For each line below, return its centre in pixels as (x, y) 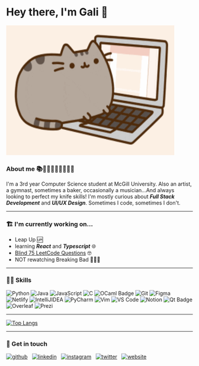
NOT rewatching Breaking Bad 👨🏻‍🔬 (57, 259)
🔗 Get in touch (27, 343)
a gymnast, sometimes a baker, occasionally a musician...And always (90, 190)
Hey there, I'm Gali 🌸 (57, 12)
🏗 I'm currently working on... (50, 224)
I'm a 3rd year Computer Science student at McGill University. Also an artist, (99, 184)
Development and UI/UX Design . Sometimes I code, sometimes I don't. (93, 203)
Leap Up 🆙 (29, 239)
